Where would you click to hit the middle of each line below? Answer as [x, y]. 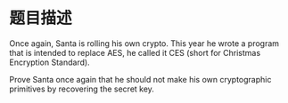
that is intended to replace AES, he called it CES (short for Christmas [135, 52]
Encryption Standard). [50, 62]
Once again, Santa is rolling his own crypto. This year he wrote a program [144, 43]
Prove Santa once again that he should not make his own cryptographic [140, 79]
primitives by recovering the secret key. [82, 89]
